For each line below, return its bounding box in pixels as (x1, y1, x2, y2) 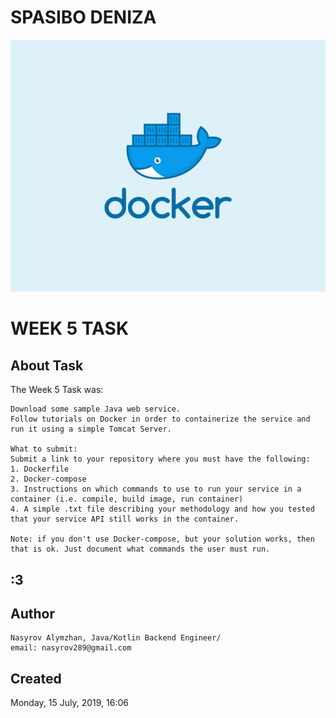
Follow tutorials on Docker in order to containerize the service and (10, 414, 311, 425)
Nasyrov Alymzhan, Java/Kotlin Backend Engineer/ (10, 633, 222, 643)
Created (10, 670, 62, 687)
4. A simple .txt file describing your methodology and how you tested (10, 504, 315, 515)
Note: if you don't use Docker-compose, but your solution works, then (10, 534, 315, 545)
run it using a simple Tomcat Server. (10, 424, 172, 435)
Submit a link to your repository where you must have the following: (10, 454, 311, 465)
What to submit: (10, 444, 78, 455)
